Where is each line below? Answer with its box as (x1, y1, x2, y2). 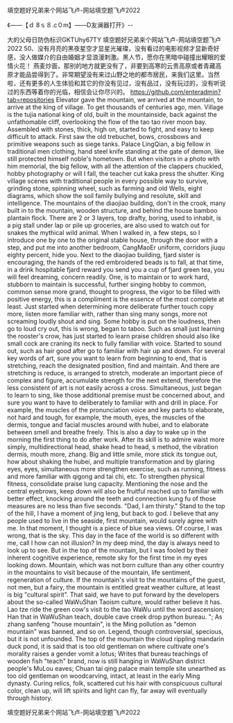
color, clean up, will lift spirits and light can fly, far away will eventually (7, 687, 208, 694)
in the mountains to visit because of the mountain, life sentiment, (7, 569, 192, 576)
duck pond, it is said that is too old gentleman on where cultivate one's (7, 642, 209, 650)
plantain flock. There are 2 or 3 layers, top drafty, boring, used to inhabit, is (7, 214, 222, 222)
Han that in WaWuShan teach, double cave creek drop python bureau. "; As (7, 612, 223, 621)
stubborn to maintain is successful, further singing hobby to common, (7, 280, 207, 289)
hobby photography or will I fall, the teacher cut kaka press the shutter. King (7, 170, 224, 177)
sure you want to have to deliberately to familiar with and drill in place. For (7, 398, 218, 407)
